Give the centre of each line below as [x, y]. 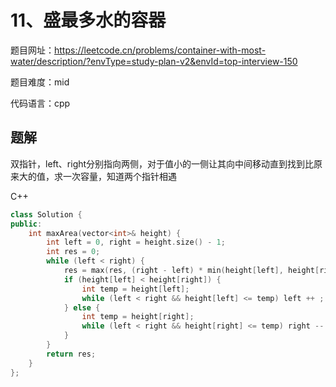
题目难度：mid [40, 82]
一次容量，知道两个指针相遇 [119, 176]
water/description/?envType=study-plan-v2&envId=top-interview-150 [154, 61]
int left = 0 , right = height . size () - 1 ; [136, 242]
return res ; [71, 354]
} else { [82, 307]
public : [26, 224]
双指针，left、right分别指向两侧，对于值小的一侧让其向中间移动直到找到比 [162, 163]
